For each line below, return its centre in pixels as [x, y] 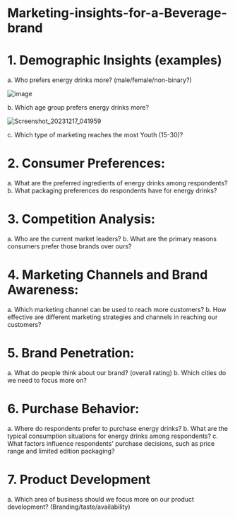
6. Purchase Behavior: [73, 409]
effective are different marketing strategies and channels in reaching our [113, 317]
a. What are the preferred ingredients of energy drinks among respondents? [117, 183]
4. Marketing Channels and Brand [108, 275]
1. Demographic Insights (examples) [115, 61]
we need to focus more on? [47, 380]
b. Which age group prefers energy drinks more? [78, 108]
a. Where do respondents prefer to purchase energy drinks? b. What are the [117, 428]
